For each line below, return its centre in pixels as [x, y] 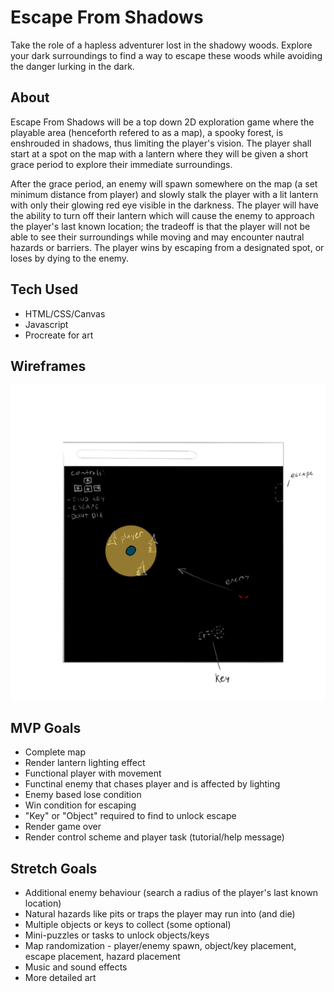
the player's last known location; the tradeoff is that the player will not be [160, 226]
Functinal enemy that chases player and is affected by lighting [152, 784]
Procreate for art [59, 335]
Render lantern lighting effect [85, 763]
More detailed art [60, 977]
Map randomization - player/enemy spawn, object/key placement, [160, 945]
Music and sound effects [76, 967]
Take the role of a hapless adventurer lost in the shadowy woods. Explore [161, 45]
